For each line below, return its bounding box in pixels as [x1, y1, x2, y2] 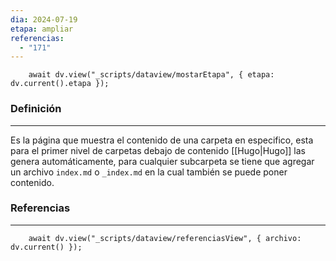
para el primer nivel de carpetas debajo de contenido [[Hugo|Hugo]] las [10, 144, 306, 156]
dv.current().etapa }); [10, 79, 110, 89]
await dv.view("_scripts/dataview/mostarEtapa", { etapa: [28, 70, 275, 80]
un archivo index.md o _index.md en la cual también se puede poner [10, 166, 288, 178]
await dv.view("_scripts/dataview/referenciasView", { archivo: [28, 233, 302, 243]
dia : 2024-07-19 [10, 14, 78, 25]
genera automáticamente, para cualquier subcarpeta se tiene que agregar [10, 155, 315, 167]
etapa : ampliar [10, 24, 74, 34]
